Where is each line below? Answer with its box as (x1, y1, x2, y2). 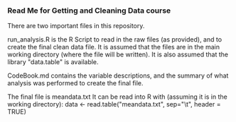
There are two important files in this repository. (7, 22, 145, 30)
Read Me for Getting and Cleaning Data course (7, 6, 171, 16)
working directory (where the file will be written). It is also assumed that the (7, 50, 229, 59)
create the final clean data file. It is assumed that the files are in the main (7, 43, 220, 51)
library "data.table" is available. (7, 58, 99, 66)
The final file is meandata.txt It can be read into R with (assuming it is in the (7, 92, 227, 101)
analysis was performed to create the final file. (7, 79, 144, 87)
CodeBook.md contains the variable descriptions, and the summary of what (7, 71, 229, 80)
